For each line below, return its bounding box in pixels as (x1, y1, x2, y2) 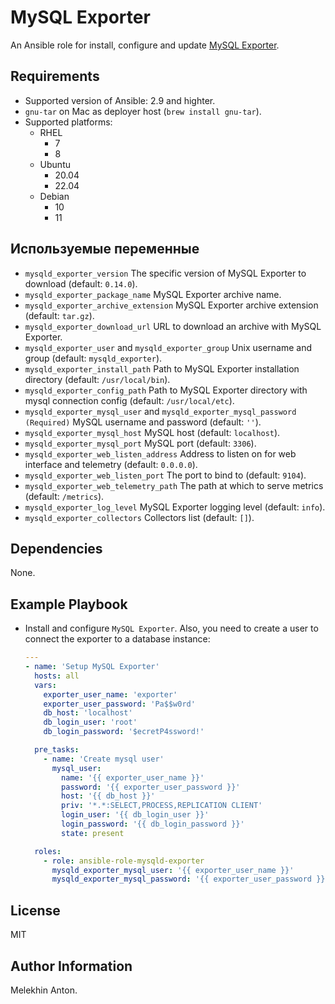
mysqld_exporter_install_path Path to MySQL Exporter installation (24, 362, 300, 375)
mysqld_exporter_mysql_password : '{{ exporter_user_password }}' (51, 874, 330, 885)
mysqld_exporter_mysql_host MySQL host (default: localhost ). (24, 426, 281, 438)
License (10, 902, 61, 919)
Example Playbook (10, 596, 128, 613)
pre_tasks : (34, 745, 80, 755)
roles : (34, 846, 62, 856)
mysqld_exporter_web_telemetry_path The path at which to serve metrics (24, 479, 324, 491)
